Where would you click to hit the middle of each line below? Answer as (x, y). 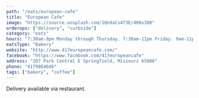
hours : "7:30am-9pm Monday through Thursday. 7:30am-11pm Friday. (90, 39)
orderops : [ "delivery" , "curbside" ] (51, 28)
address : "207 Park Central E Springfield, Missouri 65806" (82, 61)
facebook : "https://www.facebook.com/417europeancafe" (75, 55)
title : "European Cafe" (36, 17)
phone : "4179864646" (32, 66)
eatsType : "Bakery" (30, 45)
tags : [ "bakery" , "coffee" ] (41, 72)
